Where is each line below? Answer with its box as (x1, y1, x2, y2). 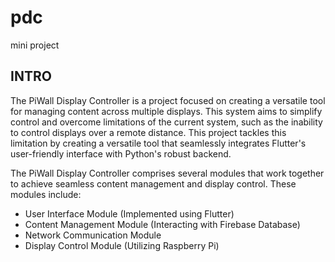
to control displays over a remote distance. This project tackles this (10, 126, 287, 138)
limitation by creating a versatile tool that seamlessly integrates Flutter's (10, 137, 307, 149)
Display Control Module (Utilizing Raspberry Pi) (24, 239, 220, 251)
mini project (10, 39, 60, 51)
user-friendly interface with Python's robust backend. (10, 147, 232, 160)
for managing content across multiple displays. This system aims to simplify (10, 105, 323, 117)
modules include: (10, 188, 82, 200)
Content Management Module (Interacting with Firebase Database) (24, 218, 301, 230)
